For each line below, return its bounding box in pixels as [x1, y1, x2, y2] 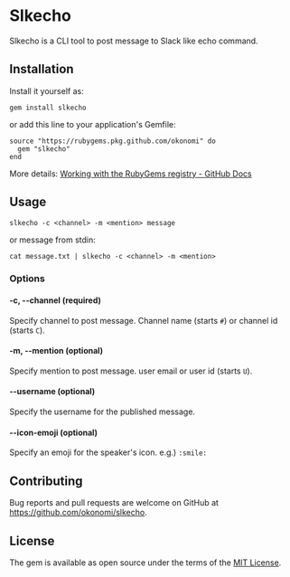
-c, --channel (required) [9, 295, 102, 306]
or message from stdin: [9, 234, 97, 245]
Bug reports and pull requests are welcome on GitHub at [9, 497, 220, 508]
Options [9, 272, 45, 285]
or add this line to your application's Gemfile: [9, 118, 176, 129]
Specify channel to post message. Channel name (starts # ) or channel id [9, 315, 278, 326]
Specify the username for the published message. [9, 406, 196, 417]
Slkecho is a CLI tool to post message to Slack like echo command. [9, 35, 259, 46]
